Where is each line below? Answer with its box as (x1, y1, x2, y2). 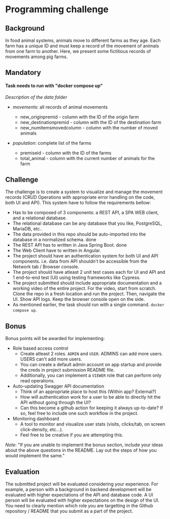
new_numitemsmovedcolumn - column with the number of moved (20, 124, 158, 131)
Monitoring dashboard (12, 416, 59, 422)
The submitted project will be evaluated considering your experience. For (5, 481, 158, 487)
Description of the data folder (5, 94, 67, 100)
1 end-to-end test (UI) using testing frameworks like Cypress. (12, 274, 141, 281)
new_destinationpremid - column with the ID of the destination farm (20, 119, 161, 125)
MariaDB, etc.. (12, 226, 43, 232)
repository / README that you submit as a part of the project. (5, 508, 133, 514)
